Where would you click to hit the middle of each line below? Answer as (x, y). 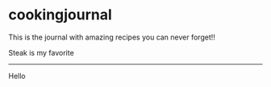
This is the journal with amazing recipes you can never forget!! (112, 37)
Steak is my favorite (41, 52)
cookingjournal (60, 15)
